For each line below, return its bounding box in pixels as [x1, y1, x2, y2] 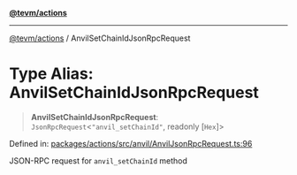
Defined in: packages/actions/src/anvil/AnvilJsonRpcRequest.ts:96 [9, 138, 253, 148]
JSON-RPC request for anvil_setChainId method [9, 155, 188, 166]
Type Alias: [9, 64, 95, 84]
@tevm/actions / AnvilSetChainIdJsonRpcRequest [9, 33, 191, 43]
